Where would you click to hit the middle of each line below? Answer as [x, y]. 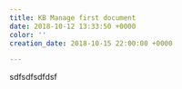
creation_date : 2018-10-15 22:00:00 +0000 [91, 43]
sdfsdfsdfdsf [33, 77]
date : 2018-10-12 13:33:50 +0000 [73, 26]
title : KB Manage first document [73, 18]
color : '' [28, 35]
